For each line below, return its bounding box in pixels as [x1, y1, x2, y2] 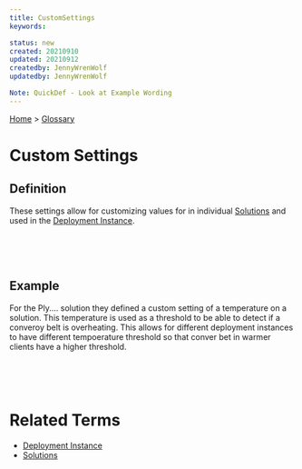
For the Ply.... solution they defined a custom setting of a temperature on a [9, 302, 287, 314]
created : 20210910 [9, 46, 79, 55]
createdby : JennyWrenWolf [9, 64, 107, 73]
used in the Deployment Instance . [9, 215, 135, 225]
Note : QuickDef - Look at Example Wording [9, 88, 172, 97]
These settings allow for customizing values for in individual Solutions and [9, 205, 287, 216]
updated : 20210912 [9, 55, 79, 65]
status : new [9, 38, 54, 47]
